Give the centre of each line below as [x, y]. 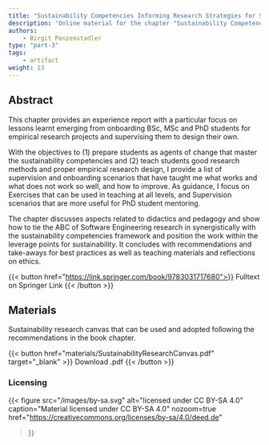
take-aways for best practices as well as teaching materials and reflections [132, 252]
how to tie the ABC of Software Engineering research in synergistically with [132, 227]
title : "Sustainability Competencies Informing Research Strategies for [132, 16]
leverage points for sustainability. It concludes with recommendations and [130, 244]
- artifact [41, 61]
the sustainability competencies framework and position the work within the [133, 235]
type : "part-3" [34, 46]
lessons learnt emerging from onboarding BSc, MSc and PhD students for [129, 128]
